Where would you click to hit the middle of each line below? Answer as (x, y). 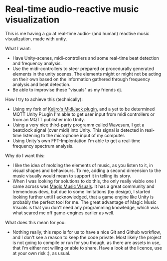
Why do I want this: (25, 156)
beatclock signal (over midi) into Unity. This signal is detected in (78, 130)
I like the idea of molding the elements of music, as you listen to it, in (83, 165)
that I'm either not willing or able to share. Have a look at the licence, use (87, 248)
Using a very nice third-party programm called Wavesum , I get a (78, 125)
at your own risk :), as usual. (41, 253)
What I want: (18, 48)
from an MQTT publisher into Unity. (49, 119)
